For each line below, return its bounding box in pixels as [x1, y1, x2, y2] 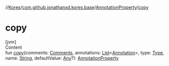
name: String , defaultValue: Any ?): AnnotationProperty [5, 55, 119, 61]
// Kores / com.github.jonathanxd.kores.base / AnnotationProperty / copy [5, 5, 149, 10]
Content [5, 44, 22, 50]
